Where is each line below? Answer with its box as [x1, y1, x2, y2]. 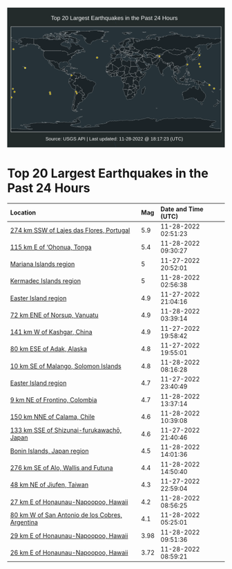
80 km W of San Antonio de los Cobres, [10, 511, 122, 519]
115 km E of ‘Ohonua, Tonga [10, 243, 92, 251]
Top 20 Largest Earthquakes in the [7, 165, 209, 181]
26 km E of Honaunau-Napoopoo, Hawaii [10, 548, 128, 557]
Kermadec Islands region [10, 277, 81, 285]
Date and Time [160, 205, 204, 213]
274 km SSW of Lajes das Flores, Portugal [10, 226, 130, 234]
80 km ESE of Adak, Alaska [10, 345, 88, 353]
